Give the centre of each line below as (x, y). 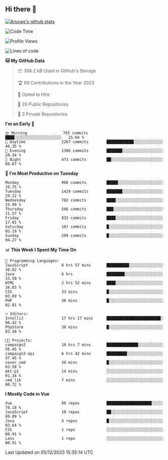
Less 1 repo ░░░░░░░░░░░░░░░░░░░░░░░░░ (84, 438)
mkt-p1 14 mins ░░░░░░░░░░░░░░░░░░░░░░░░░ (84, 371)
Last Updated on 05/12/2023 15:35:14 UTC (49, 452)
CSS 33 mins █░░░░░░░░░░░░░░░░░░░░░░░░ (84, 292)
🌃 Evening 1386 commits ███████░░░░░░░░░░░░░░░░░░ (84, 150)
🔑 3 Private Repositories (43, 114)
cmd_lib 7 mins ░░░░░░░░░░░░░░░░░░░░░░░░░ (84, 380)
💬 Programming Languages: (32, 261)
